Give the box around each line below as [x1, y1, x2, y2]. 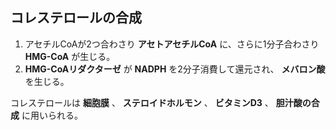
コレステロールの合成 [10, 9, 142, 27]
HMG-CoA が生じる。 [24, 50, 116, 62]
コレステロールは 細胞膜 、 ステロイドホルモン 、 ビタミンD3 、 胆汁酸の [10, 96, 312, 108]
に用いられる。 [21, 109, 83, 121]
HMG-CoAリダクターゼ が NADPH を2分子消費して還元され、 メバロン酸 [24, 63, 326, 75]
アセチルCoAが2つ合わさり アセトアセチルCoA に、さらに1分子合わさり [24, 38, 320, 50]
